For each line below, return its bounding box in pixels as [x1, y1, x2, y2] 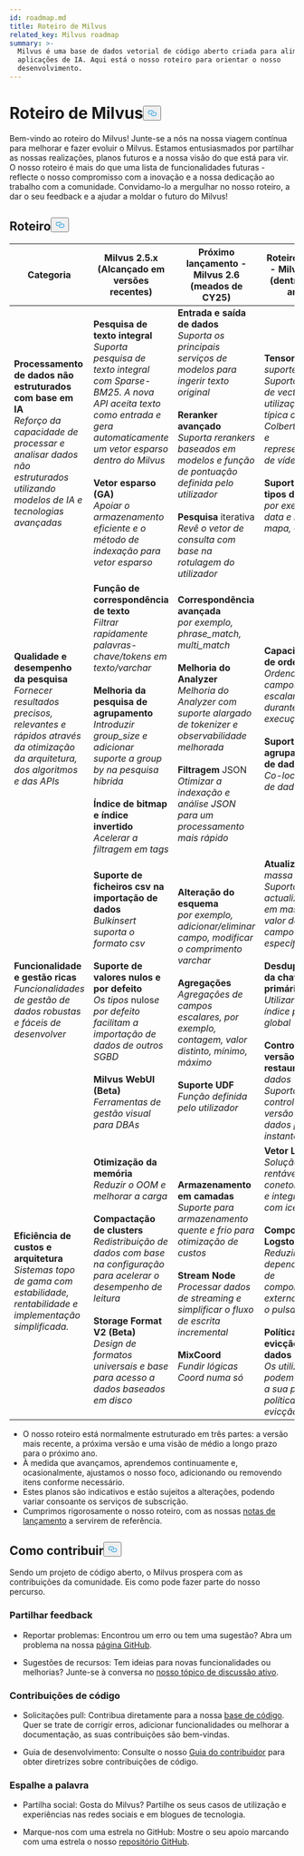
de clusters [93, 1224, 143, 1236]
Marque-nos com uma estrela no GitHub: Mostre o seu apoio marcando [22, 1827, 290, 1838]
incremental [177, 1325, 229, 1338]
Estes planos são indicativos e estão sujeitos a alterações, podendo [22, 1486, 275, 1497]
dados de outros [93, 1039, 164, 1051]
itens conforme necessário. [22, 1476, 125, 1488]
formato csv [93, 936, 146, 949]
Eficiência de [14, 1229, 71, 1242]
